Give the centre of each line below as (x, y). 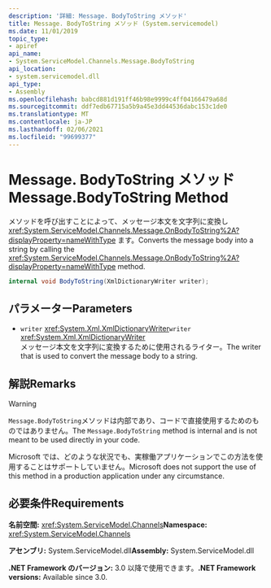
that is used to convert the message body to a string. (109, 356)
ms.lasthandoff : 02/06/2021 (56, 129)
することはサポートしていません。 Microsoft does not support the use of (135, 467)
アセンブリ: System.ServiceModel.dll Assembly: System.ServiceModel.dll (131, 551)
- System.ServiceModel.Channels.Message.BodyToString (102, 62)
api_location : (33, 69)
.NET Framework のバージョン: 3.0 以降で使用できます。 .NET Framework (132, 568)
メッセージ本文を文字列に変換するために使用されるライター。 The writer (141, 347)
